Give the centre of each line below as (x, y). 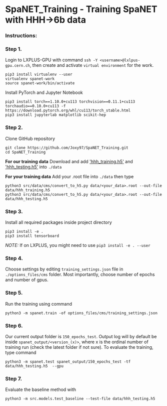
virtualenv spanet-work (30, 79)
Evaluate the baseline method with (41, 389)
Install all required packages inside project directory (59, 222)
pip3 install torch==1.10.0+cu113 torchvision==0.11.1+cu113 (70, 102)
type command (21, 352)
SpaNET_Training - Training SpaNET (81, 9)
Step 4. (14, 258)
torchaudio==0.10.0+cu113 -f (35, 106)
